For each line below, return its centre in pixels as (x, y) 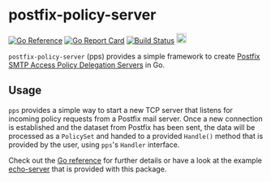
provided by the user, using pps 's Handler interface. (94, 145)
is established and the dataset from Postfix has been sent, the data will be (132, 127)
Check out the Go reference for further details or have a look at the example (135, 160)
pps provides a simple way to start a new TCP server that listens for (121, 110)
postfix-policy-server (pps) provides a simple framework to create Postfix (134, 56)
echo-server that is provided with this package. (88, 169)
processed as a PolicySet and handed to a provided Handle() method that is (136, 136)
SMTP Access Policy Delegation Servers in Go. (86, 65)
